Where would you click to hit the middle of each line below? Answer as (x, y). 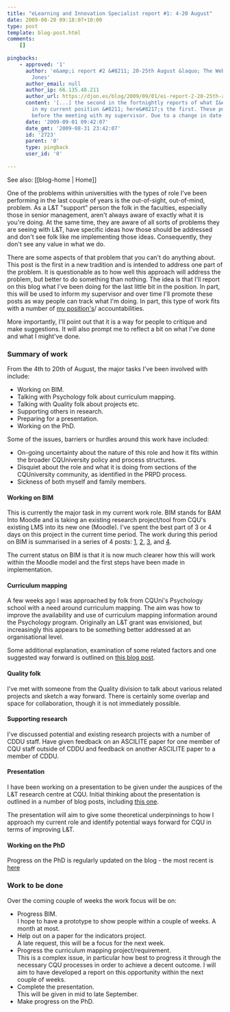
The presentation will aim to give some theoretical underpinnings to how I (111, 815)
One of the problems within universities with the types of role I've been (107, 193)
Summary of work (38, 354)
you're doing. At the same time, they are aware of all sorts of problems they (114, 222)
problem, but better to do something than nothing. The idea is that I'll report (114, 279)
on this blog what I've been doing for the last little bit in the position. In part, (114, 286)
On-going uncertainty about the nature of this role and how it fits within (117, 453)
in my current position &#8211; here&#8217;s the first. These (124, 109)
